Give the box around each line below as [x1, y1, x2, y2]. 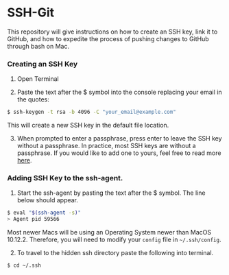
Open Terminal [16, 75, 60, 83]
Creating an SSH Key [7, 59, 78, 69]
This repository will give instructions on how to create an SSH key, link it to [7, 27, 218, 36]
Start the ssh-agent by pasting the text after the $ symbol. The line [16, 189, 206, 197]
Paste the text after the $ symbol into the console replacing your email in [16, 88, 222, 97]
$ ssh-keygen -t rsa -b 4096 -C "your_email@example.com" [7, 108, 176, 116]
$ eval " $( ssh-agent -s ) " [7, 209, 81, 217]
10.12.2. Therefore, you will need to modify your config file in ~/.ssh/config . [7, 235, 221, 244]
